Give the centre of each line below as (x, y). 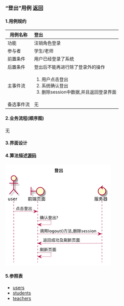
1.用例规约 (16, 21)
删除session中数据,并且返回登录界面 (79, 92)
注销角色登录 (47, 43)
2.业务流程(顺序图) (25, 118)
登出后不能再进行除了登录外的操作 (70, 67)
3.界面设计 (16, 143)
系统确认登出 (55, 85)
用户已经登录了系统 (54, 59)
